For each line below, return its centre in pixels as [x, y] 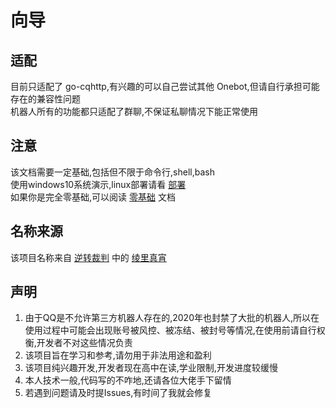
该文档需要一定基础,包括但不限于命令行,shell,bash [112, 172]
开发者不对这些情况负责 [84, 343]
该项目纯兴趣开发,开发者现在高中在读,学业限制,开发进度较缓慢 [151, 368]
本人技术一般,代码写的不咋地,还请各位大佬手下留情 [128, 380]
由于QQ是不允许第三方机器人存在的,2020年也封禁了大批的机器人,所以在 [172, 318]
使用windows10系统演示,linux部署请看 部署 [98, 184]
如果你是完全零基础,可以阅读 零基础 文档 [93, 197]
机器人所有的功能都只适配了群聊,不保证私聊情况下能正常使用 [134, 111]
